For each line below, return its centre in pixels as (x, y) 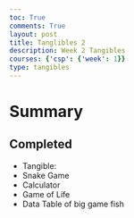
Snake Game (46, 175)
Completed (41, 144)
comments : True (38, 26)
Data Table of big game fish (73, 204)
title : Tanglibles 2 (48, 42)
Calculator (41, 185)
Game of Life (46, 194)
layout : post (33, 34)
